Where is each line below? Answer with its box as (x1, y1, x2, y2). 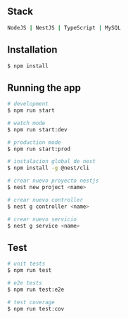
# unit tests (7, 260, 46, 268)
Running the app (7, 82, 81, 93)
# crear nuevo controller (7, 196, 83, 203)
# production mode (7, 138, 61, 146)
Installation (7, 44, 58, 56)
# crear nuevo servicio (7, 216, 77, 223)
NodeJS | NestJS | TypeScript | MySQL (7, 24, 121, 31)
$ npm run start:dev (7, 126, 68, 133)
